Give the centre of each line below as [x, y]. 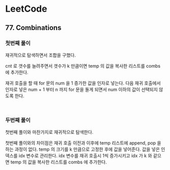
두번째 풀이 [18, 120]
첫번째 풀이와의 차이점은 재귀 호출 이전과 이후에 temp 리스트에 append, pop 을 [83, 143]
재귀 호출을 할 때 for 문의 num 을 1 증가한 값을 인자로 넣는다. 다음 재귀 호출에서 [83, 83]
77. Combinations [33, 28]
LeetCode [26, 9]
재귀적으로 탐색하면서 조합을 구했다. [41, 55]
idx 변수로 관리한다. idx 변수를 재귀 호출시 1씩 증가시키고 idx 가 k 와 [85, 156]
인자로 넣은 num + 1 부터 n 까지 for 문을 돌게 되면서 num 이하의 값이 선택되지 [82, 89]
